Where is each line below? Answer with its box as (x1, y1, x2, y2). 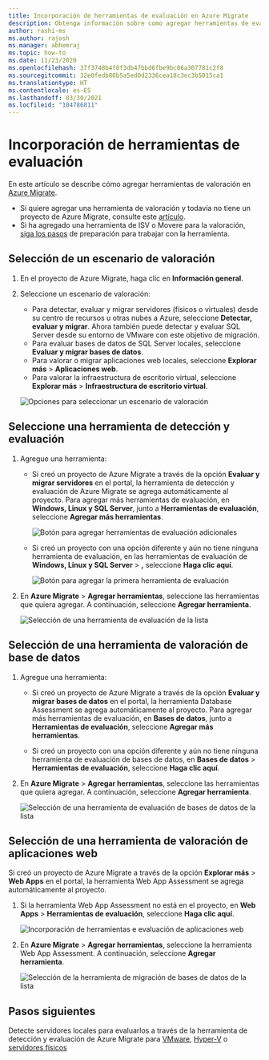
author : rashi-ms (8, 26, 66, 34)
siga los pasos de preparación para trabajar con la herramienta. (19, 229, 230, 239)
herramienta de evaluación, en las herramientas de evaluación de (31, 551, 248, 561)
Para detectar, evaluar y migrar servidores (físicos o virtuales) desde (31, 304, 259, 314)
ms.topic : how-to (8, 49, 66, 57)
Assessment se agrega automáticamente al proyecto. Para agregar (31, 705, 252, 714)
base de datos (8, 651, 81, 665)
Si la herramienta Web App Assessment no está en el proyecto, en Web (19, 900, 256, 910)
